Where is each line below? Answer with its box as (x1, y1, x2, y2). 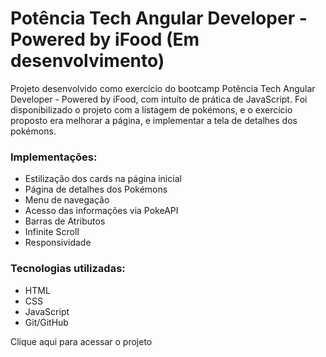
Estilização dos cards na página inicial (24, 173, 182, 185)
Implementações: (10, 150, 98, 164)
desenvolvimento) (10, 50, 165, 72)
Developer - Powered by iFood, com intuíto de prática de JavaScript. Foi (10, 93, 308, 105)
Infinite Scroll (24, 226, 80, 238)
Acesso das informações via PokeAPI (24, 205, 179, 217)
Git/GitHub (24, 316, 69, 328)
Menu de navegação (24, 194, 110, 206)
